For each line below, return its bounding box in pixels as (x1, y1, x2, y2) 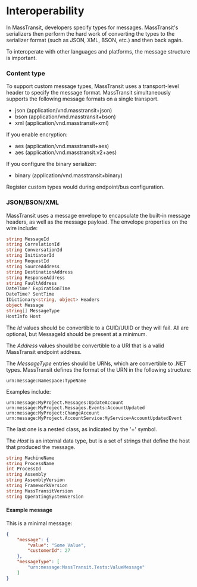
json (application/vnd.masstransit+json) (14, 107, 112, 114)
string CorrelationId (6, 241, 60, 247)
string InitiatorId (6, 253, 55, 259)
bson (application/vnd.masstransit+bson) (14, 113, 116, 120)
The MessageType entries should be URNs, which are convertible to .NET (6, 360, 187, 367)
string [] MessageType (6, 307, 60, 313)
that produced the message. (6, 443, 76, 450)
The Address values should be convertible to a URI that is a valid (6, 342, 164, 349)
